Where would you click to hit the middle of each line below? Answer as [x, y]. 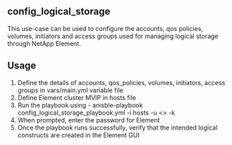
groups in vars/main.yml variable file [70, 90]
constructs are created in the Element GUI [78, 135]
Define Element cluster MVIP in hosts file [77, 97]
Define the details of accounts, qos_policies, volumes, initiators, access [121, 82]
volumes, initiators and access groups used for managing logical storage [113, 36]
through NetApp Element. [44, 43]
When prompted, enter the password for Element [88, 120]
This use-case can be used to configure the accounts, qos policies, [105, 28]
